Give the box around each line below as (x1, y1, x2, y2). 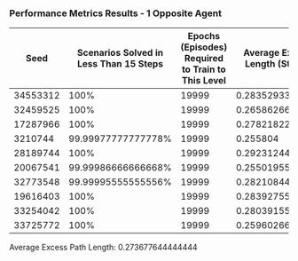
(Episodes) (180, 41, 228, 53)
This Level (181, 75, 226, 87)
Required (184, 52, 223, 65)
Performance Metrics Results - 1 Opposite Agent (9, 7, 222, 20)
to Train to (181, 63, 226, 75)
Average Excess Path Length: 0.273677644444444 (9, 242, 198, 253)
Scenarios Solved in (76, 47, 164, 59)
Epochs (187, 30, 220, 43)
